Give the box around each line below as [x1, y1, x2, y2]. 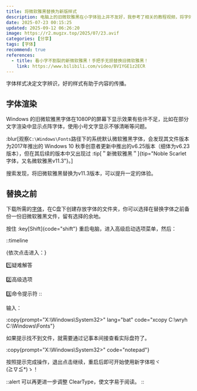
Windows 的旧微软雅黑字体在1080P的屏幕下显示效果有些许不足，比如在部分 [6, 116, 189, 123]
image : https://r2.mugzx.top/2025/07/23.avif [6, 31, 119, 36]
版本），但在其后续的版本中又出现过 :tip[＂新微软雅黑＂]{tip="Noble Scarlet [6, 150, 186, 157]
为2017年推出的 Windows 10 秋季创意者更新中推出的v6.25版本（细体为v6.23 [6, 143, 190, 150]
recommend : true [6, 47, 46, 53]
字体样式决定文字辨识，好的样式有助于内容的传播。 [6, 80, 130, 87]
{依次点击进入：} [6, 249, 47, 256]
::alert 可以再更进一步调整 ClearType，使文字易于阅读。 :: [6, 378, 145, 385]
